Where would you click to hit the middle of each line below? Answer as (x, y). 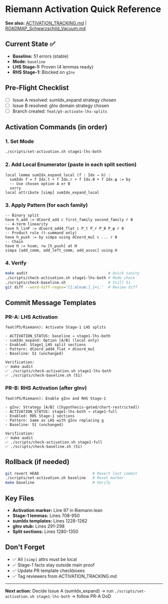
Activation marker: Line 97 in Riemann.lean (57, 510)
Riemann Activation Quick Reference (83, 9)
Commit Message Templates (51, 303)
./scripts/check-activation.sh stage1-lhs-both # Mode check (70, 278)
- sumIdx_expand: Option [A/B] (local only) (52, 340)
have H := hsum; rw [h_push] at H (41, 246)
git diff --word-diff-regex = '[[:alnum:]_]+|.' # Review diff (71, 287)
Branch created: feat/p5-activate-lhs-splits (60, 111)
